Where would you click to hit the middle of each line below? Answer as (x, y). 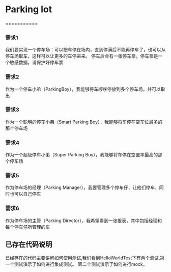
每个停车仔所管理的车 (27, 227)
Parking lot (29, 9)
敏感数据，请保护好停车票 (36, 63)
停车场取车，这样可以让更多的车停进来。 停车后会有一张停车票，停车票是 (82, 56)
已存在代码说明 (29, 245)
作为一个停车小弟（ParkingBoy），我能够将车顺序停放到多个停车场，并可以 (83, 89)
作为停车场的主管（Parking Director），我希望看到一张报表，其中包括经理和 (83, 221)
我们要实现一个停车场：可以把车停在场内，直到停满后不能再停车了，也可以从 (85, 50)
